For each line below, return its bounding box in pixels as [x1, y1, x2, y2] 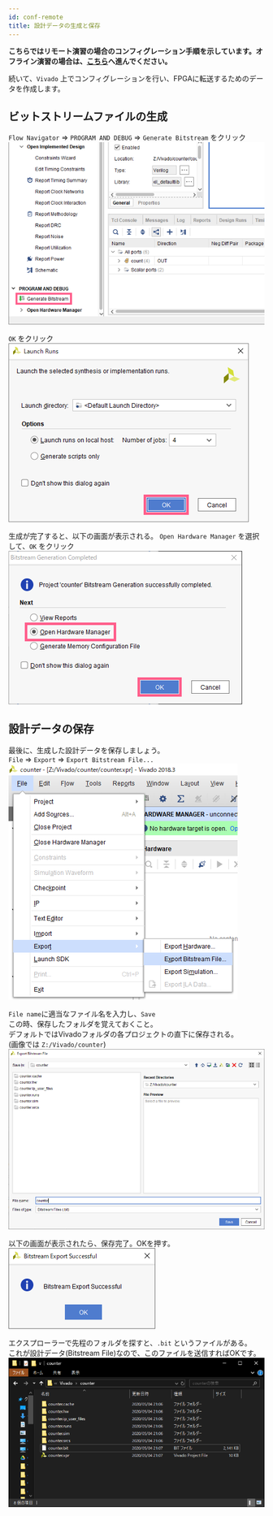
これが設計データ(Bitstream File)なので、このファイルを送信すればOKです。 [8, 1349, 261, 1358]
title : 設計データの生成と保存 [8, 21, 101, 30]
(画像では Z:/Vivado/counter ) [8, 1039, 106, 1049]
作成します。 [22, 84, 65, 93]
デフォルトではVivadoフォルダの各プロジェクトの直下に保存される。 [8, 1029, 238, 1039]
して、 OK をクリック [8, 541, 75, 551]
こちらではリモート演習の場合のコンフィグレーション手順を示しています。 [8, 45, 256, 56]
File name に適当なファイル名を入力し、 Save [8, 1008, 156, 1019]
